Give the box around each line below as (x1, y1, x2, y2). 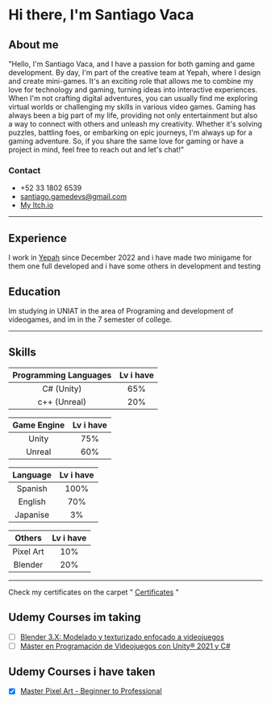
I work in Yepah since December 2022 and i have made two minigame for (8, 252, 252, 263)
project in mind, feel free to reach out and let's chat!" (8, 145, 184, 154)
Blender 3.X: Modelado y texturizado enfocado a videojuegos (19, 631, 224, 642)
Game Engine (12, 419, 65, 431)
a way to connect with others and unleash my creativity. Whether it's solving (8, 119, 262, 128)
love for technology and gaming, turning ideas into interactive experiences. (8, 85, 258, 94)
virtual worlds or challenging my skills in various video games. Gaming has (8, 102, 256, 111)
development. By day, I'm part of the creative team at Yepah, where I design (8, 68, 261, 77)
